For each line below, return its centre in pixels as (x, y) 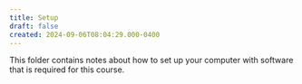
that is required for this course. (67, 70)
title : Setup (34, 18)
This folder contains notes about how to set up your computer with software (151, 61)
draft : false (34, 26)
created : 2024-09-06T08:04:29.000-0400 (85, 34)
